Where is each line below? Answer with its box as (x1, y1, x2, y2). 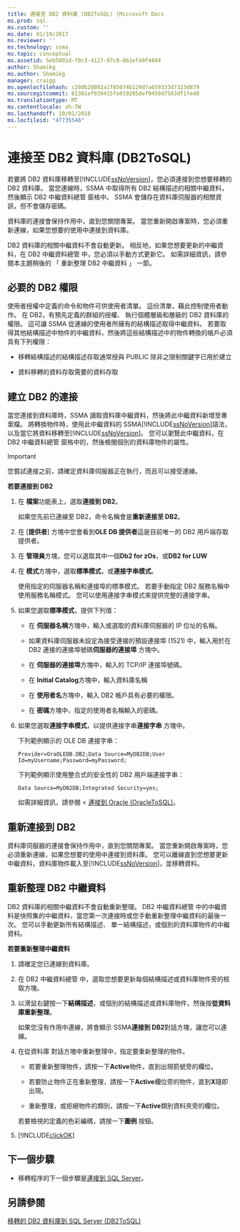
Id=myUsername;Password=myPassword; (17, 757, 127, 764)
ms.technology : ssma (7, 44, 69, 51)
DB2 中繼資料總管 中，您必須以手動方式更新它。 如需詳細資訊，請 (27, 249, 221, 258)
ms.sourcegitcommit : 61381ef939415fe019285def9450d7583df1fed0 (7, 90, 200, 97)
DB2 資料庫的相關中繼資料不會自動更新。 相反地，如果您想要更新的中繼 (7, 241, 218, 249)
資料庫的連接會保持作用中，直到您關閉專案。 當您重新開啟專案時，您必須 (7, 216, 222, 225)
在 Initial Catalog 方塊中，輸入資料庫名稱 (28, 676, 148, 684)
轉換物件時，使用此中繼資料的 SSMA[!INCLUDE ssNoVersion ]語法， (34, 420, 231, 429)
